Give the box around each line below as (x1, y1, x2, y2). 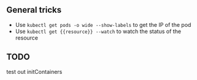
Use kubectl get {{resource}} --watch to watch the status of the (15, 27, 182, 35)
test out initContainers (6, 68, 63, 75)
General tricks (6, 5, 62, 15)
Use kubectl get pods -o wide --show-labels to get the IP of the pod (15, 21, 191, 28)
